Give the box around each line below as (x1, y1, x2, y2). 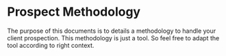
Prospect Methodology (7, 4, 141, 20)
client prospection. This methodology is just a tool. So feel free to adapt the (7, 33, 220, 42)
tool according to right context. (7, 41, 95, 49)
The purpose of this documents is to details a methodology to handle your (7, 27, 216, 35)
